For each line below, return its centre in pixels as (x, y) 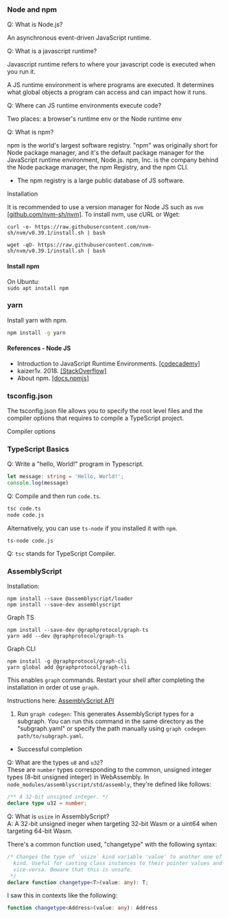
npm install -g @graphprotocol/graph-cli (67, 661)
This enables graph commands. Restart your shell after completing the (106, 680)
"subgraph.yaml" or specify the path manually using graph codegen (111, 729)
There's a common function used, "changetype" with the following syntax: (112, 845)
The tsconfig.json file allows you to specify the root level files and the (105, 411)
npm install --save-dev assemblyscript (64, 605)
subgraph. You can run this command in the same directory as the (110, 721)
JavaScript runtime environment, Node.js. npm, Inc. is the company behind (113, 160)
